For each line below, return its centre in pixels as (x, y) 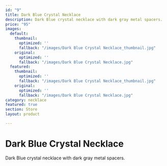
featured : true (21, 105)
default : (19, 34)
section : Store (21, 109)
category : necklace (26, 100)
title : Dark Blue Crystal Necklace (43, 15)
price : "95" (18, 24)
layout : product (22, 114)
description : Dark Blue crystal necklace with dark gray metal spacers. (84, 19)
